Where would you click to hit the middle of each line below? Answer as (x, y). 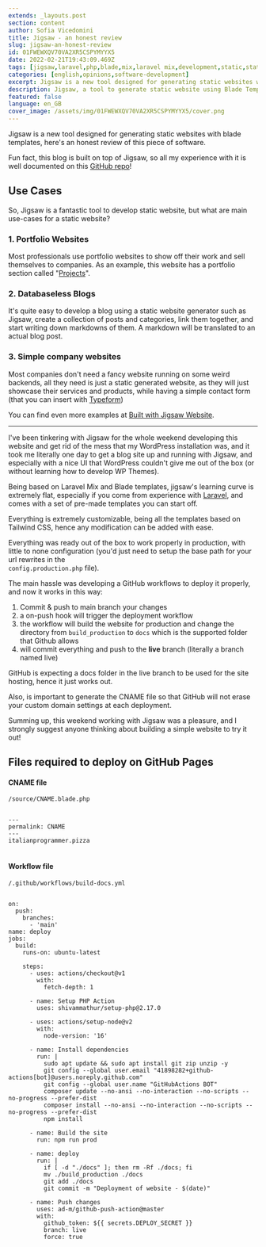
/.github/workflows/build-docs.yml (67, 883)
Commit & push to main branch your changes (93, 606)
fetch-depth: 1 (68, 987)
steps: (33, 966)
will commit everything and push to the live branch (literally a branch (131, 649)
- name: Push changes (65, 1202)
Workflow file (31, 866)
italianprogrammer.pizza (49, 841)
